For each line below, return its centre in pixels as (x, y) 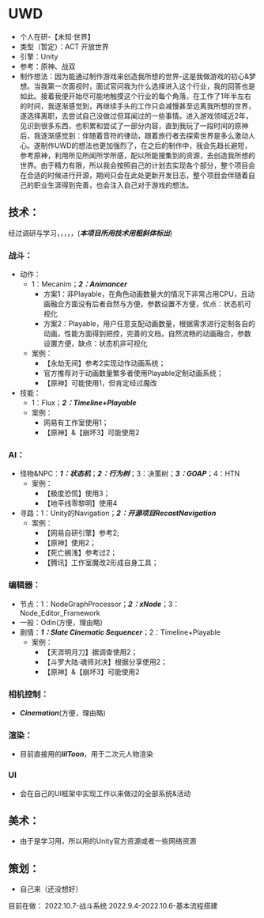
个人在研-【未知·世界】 (57, 36)
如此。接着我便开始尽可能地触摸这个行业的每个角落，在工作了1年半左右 (135, 96)
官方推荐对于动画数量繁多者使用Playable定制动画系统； (133, 374)
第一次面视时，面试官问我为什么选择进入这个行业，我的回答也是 (151, 86)
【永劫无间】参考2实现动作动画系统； (104, 363)
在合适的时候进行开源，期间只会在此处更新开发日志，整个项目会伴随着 (134, 175)
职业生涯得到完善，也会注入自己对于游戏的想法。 (113, 185)
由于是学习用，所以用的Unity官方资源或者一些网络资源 (108, 841)
